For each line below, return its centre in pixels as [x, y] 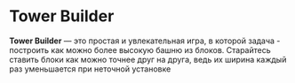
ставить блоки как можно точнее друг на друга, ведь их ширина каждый [148, 59]
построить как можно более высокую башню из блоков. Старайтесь [140, 49]
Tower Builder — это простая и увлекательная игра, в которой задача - [145, 41]
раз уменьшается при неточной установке [90, 69]
